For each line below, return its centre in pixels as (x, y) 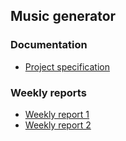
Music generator (63, 16)
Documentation (49, 45)
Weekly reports (48, 92)
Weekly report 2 (58, 125)
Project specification (67, 66)
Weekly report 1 (57, 114)
